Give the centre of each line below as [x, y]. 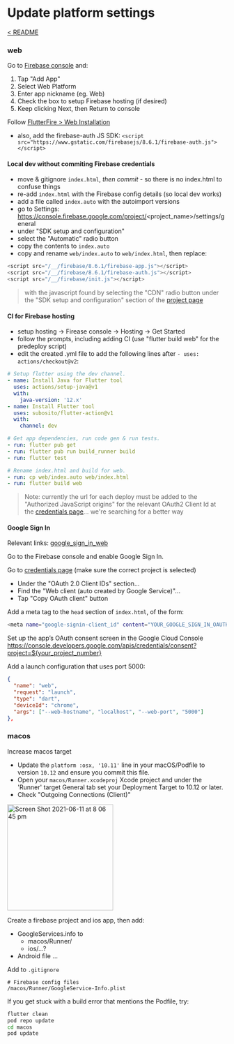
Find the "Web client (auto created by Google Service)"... [99, 591]
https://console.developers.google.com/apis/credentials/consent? [102, 646]
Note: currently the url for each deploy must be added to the [111, 497]
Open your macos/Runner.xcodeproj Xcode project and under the [109, 780]
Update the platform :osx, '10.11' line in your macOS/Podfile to [111, 765]
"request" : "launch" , [45, 692]
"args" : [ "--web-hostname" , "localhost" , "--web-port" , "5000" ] [109, 712]
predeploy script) [42, 346]
